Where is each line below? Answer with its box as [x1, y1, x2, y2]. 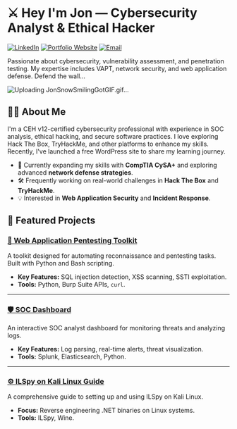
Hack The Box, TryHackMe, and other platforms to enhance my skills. [7, 139, 209, 148]
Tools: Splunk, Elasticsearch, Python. [17, 352, 127, 361]
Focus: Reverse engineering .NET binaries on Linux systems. [17, 406, 195, 415]
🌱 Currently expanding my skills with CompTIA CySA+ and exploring [17, 161, 217, 169]
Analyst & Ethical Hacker [7, 20, 155, 36]
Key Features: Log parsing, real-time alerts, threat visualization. [17, 344, 204, 353]
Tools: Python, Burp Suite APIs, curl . [17, 280, 126, 289]
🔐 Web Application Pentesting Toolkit [7, 236, 138, 246]
